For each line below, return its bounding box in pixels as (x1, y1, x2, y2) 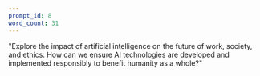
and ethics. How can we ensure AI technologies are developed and (8, 50, 230, 59)
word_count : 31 (8, 19, 59, 27)
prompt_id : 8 (8, 11, 52, 20)
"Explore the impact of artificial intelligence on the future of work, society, (8, 41, 253, 50)
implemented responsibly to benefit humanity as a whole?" (8, 58, 203, 68)
